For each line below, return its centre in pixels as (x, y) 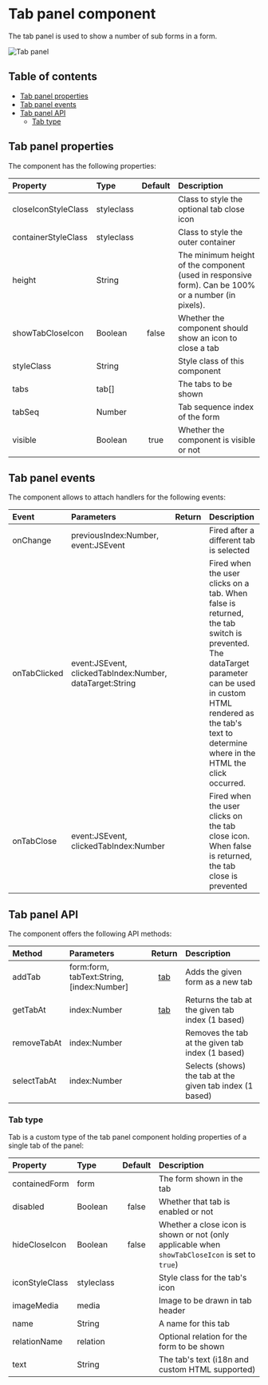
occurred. (227, 783)
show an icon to (208, 338)
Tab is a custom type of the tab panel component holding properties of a (128, 1137)
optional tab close (211, 209)
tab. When (228, 594)
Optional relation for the (203, 1337)
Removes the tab (217, 1033)
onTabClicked (38, 674)
